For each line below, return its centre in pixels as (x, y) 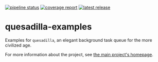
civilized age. (18, 45)
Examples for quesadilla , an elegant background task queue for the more (79, 40)
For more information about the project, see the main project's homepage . (79, 54)
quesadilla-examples (49, 27)
